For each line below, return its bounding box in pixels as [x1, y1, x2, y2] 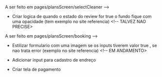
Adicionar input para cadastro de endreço [12, 57, 96, 62]
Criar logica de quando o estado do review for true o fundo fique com [12, 14, 152, 19]
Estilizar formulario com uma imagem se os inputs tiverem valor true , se [12, 43, 157, 48]
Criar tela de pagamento [12, 66, 61, 72]
